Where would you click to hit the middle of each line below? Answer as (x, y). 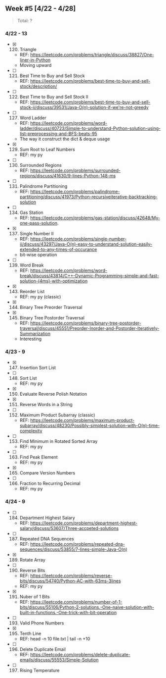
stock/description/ (38, 86)
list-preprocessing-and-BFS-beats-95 (58, 134)
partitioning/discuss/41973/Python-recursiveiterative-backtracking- (89, 197)
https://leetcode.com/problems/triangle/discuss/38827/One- (92, 55)
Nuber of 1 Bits (35, 596)
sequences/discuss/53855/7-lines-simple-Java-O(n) (73, 549)
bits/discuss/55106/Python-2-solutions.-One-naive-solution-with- (87, 607)
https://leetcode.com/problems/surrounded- (76, 170)
